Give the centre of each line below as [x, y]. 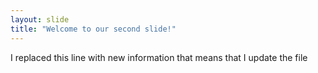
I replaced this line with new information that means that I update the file [159, 57]
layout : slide [40, 19]
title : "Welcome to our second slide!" [93, 29]
